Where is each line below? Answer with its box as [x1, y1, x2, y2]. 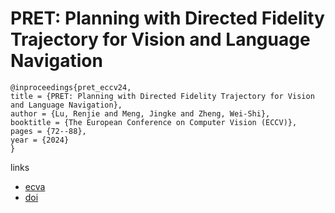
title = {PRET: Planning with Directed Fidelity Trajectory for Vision [10, 91, 315, 101]
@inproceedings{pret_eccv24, [10, 82, 132, 92]
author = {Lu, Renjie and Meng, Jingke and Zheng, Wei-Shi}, [10, 108, 271, 119]
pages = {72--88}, [10, 126, 87, 136]
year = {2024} [10, 135, 70, 145]
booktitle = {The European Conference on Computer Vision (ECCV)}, [10, 117, 298, 127]
